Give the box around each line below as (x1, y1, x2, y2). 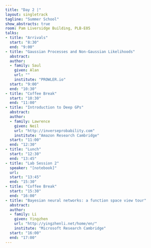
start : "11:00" (9, 137, 41, 142)
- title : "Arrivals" (5, 35, 48, 40)
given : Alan (14, 68, 39, 73)
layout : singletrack (5, 12, 48, 17)
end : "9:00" (9, 44, 35, 49)
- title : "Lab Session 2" (5, 160, 59, 165)
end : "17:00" (9, 235, 37, 240)
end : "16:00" (9, 193, 37, 198)
